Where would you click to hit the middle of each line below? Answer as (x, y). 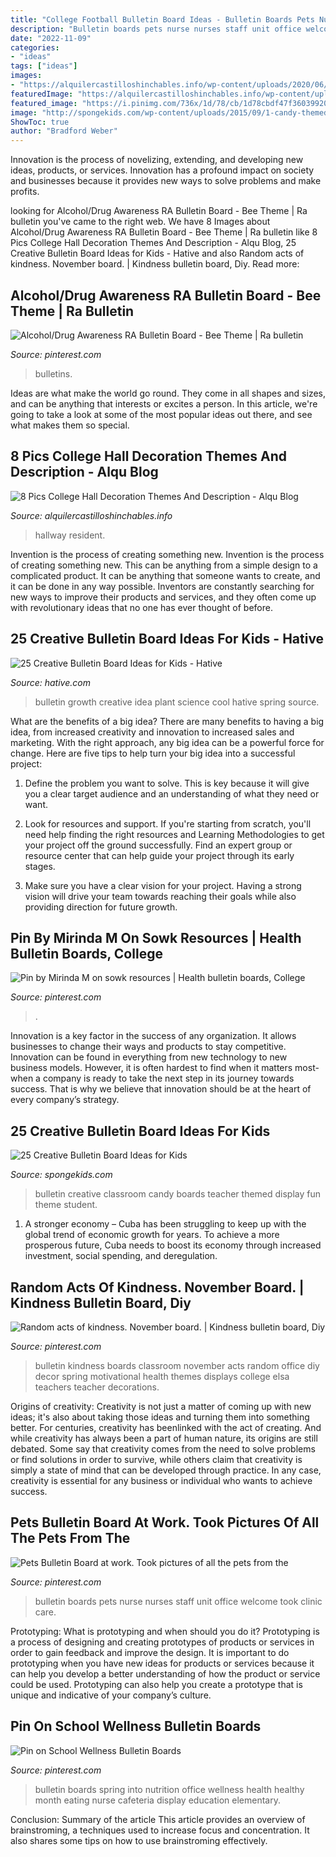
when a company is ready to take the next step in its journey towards (152, 1078)
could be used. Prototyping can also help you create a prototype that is (156, 1684)
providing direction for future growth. (101, 907)
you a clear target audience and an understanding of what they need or (172, 793)
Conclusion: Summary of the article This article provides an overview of (158, 1819)
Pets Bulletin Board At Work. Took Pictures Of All (165, 1522)
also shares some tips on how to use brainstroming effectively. (139, 1840)
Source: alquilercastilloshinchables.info (91, 515)
